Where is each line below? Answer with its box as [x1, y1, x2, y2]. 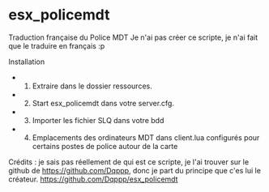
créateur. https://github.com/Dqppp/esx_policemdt [8, 174, 178, 184]
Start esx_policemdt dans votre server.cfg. [32, 98, 174, 108]
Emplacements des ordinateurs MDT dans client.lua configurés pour [32, 132, 260, 143]
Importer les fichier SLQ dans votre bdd [32, 115, 164, 125]
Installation [8, 57, 45, 66]
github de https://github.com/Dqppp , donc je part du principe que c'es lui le [8, 165, 262, 175]
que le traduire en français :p [8, 41, 105, 50]
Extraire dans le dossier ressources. [32, 81, 152, 91]
